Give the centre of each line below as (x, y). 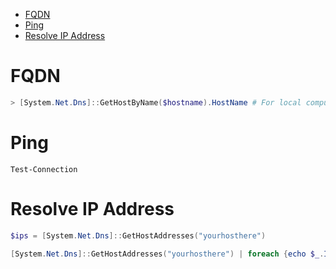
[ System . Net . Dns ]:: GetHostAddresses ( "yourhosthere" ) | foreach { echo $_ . (167, 254)
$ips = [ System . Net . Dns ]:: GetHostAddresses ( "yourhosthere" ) (138, 235)
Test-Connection (44, 169)
